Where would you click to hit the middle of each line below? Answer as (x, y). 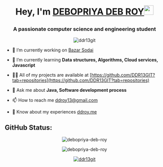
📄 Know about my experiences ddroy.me (54, 112)
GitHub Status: (29, 127)
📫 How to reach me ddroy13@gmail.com (55, 100)
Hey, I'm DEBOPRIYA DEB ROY (80, 12)
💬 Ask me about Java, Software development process (69, 90)
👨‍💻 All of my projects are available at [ (52, 75)
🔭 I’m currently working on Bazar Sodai (53, 50)
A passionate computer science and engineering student (85, 29)
